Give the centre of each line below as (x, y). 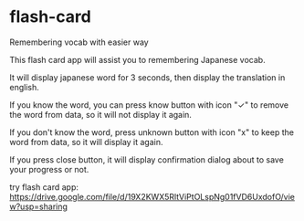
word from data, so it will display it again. (86, 142)
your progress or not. (49, 169)
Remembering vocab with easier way (79, 42)
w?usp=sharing (39, 206)
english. (24, 87)
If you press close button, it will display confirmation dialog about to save (147, 159)
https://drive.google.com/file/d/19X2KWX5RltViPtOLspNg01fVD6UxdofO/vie (152, 196)
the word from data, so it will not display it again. (100, 114)
